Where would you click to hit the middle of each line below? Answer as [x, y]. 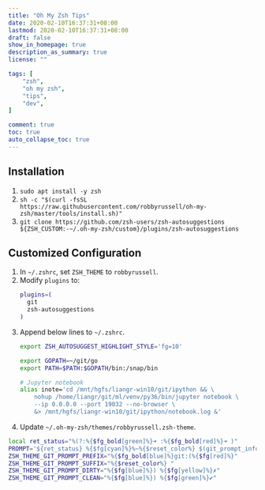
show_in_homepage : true [47, 45]
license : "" [28, 60]
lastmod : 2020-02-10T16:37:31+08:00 [68, 30]
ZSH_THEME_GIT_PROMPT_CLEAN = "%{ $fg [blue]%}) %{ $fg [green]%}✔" [112, 478]
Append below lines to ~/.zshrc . [72, 332]
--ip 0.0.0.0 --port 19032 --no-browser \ [105, 405]
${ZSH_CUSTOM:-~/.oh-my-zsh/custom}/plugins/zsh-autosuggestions [129, 229]
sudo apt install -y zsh [60, 191]
